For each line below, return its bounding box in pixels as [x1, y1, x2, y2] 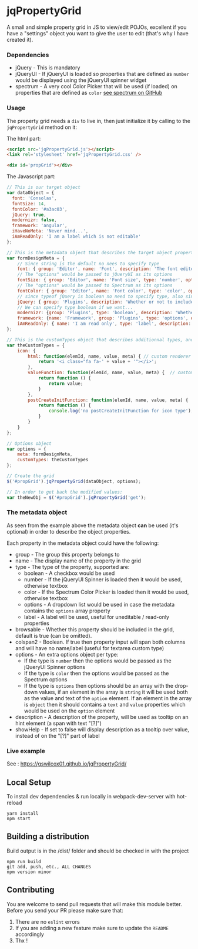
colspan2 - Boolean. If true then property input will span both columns [15, 638, 186, 645]
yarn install [6, 810, 39, 816]
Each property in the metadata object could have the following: [6, 540, 159, 547]
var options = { [6, 446, 46, 452]
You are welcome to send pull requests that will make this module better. [6, 900, 182, 907]
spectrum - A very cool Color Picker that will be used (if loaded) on [15, 83, 178, 90]
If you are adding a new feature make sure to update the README [15, 924, 169, 931]
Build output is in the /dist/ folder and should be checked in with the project [6, 847, 189, 854]
